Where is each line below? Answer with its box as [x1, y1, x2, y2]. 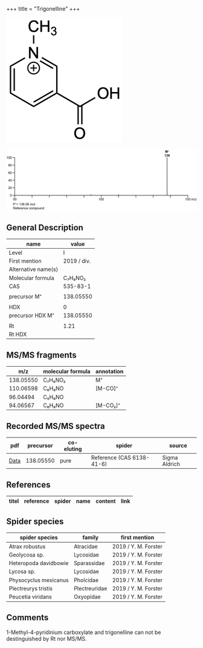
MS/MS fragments [6, 350, 77, 360]
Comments [6, 612, 49, 623]
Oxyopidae [73, 593, 101, 601]
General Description [6, 222, 83, 232]
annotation [95, 367, 124, 375]
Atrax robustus [8, 543, 46, 550]
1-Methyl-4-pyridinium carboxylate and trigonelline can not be [6, 629, 161, 636]
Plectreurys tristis [8, 584, 53, 592]
